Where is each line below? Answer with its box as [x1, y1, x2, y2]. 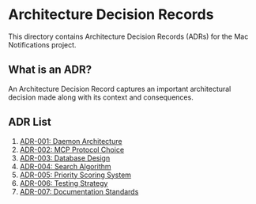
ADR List [8, 115, 51, 129]
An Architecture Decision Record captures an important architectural [8, 84, 232, 93]
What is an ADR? [8, 63, 92, 77]
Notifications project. [8, 40, 77, 49]
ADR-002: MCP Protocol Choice [19, 145, 125, 154]
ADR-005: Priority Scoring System [19, 170, 132, 179]
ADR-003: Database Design [19, 153, 111, 163]
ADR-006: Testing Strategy [19, 178, 108, 187]
